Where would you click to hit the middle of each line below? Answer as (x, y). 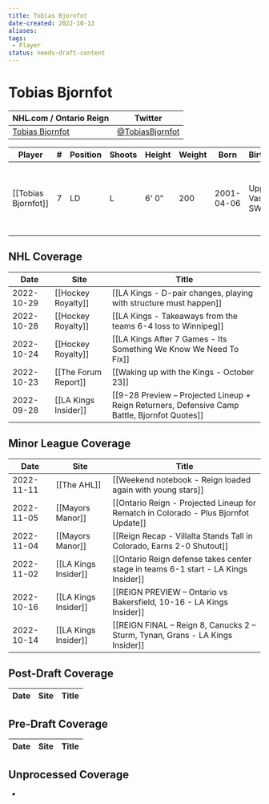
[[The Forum (78, 372)
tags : (17, 38)
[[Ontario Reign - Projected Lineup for (184, 503)
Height (158, 155)
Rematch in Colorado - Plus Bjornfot (181, 512)
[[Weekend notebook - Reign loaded (181, 479)
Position (86, 155)
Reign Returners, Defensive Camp (175, 405)
